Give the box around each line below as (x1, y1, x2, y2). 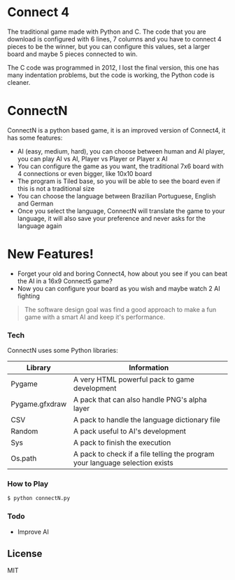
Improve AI (17, 527, 49, 536)
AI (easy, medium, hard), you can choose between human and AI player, (17, 147, 225, 155)
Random (10, 426, 38, 436)
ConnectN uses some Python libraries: (7, 346, 119, 355)
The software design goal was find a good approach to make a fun (24, 305, 217, 313)
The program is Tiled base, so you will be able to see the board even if (17, 177, 220, 185)
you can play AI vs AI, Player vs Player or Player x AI (17, 154, 168, 163)
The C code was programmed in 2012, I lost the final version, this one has (7, 63, 220, 72)
